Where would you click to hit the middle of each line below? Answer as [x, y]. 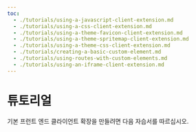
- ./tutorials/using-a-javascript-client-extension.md [94, 20]
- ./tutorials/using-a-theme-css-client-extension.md [92, 45]
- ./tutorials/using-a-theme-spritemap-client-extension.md [101, 39]
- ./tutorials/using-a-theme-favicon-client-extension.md [98, 33]
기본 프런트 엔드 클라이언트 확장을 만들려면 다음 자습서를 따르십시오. [98, 121]
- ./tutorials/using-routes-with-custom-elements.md [90, 58]
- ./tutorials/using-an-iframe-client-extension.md [89, 65]
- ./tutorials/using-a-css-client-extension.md [83, 26]
